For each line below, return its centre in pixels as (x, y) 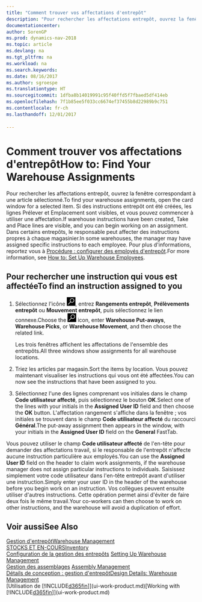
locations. (27, 357)
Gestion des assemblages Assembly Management (68, 567)
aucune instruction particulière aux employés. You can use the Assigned (96, 456)
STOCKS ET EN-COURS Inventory (47, 548)
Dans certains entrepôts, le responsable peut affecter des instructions (93, 232)
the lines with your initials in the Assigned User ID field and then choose (104, 406)
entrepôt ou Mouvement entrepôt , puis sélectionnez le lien (89, 310)
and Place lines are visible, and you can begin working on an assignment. (97, 225)
